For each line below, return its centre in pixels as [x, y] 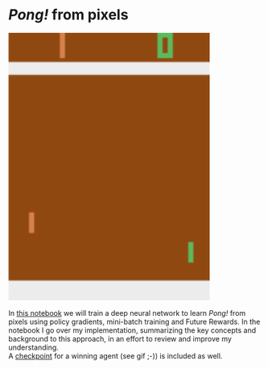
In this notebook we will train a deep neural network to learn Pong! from [127, 313]
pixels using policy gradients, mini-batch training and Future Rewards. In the [134, 321]
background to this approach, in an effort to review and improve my [120, 339]
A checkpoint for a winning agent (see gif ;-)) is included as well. [115, 356]
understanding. [33, 347]
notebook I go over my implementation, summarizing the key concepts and [132, 330]
